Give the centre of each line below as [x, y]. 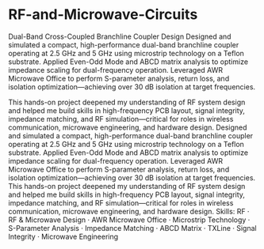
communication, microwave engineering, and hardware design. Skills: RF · [129, 211]
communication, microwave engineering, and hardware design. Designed [128, 127]
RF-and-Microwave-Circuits [103, 15]
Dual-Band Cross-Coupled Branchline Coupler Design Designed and [120, 36]
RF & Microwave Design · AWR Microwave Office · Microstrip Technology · [129, 220]
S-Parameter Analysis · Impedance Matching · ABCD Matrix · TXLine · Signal [132, 228]
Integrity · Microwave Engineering [63, 236]
